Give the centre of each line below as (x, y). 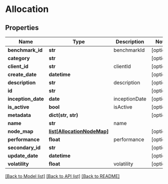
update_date (23, 156)
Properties (22, 28)
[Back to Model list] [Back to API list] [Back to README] (62, 176)
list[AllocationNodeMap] (79, 131)
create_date (22, 74)
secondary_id (24, 147)
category (19, 58)
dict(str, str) (63, 115)
